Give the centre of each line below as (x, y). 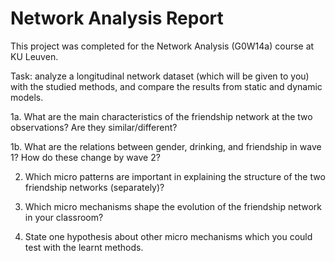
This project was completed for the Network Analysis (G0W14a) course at (162, 46)
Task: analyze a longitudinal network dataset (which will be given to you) (160, 76)
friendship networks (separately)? (94, 187)
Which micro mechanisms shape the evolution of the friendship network (173, 206)
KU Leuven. (34, 56)
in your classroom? (64, 217)
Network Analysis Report (117, 18)
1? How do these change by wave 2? (85, 157)
